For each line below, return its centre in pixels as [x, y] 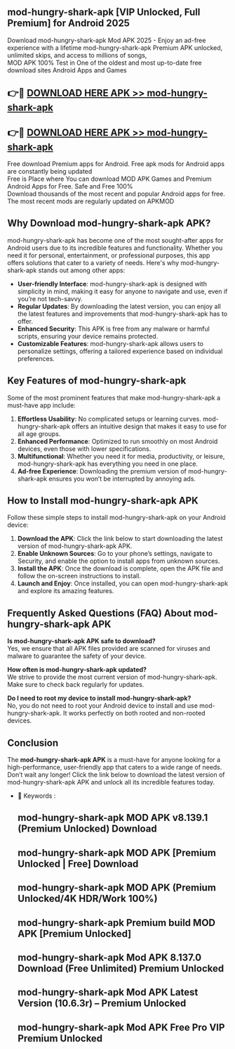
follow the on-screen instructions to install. [79, 576]
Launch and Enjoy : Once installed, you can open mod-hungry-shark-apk [123, 583]
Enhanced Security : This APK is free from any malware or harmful [114, 329]
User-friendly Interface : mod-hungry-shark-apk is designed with [112, 284]
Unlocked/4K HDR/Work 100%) [87, 899]
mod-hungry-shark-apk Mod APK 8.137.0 [109, 958]
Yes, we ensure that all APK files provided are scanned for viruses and [109, 649]
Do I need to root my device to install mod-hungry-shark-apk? [99, 698]
